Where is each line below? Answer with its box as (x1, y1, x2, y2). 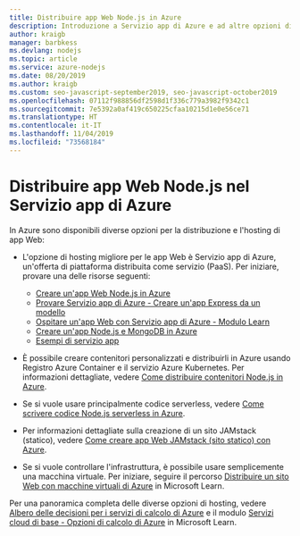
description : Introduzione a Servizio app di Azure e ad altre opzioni (9, 21, 281, 30)
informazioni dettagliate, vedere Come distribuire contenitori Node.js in (21, 372, 284, 382)
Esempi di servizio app (35, 335, 120, 346)
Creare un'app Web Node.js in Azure (35, 288, 171, 298)
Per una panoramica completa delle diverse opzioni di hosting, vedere (9, 498, 267, 508)
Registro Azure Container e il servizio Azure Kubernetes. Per (21, 362, 245, 373)
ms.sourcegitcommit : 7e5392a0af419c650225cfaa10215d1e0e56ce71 (9, 105, 250, 113)
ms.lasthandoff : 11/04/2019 (9, 130, 114, 138)
